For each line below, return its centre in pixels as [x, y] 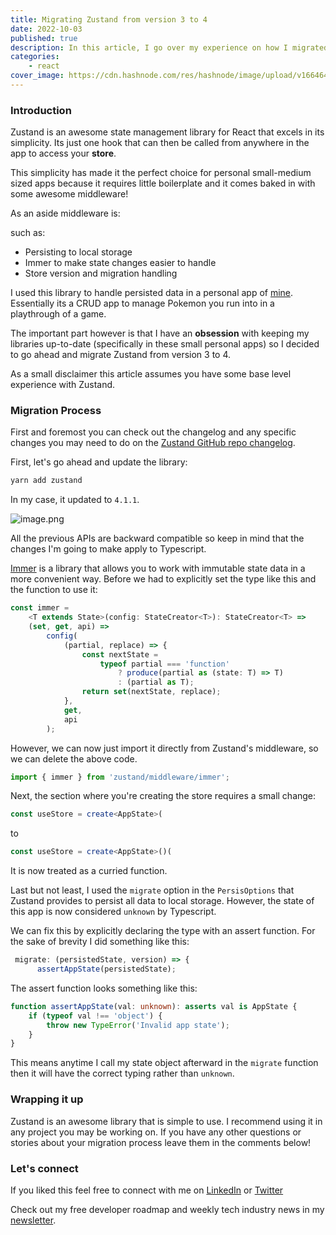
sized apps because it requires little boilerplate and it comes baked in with [163, 183]
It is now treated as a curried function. [89, 871]
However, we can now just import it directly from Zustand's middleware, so [164, 748]
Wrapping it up [47, 1099]
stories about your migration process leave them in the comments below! [161, 1142]
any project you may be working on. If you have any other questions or [156, 1132]
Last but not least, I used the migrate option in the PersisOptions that [152, 890]
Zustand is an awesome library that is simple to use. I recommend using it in [166, 1121]
